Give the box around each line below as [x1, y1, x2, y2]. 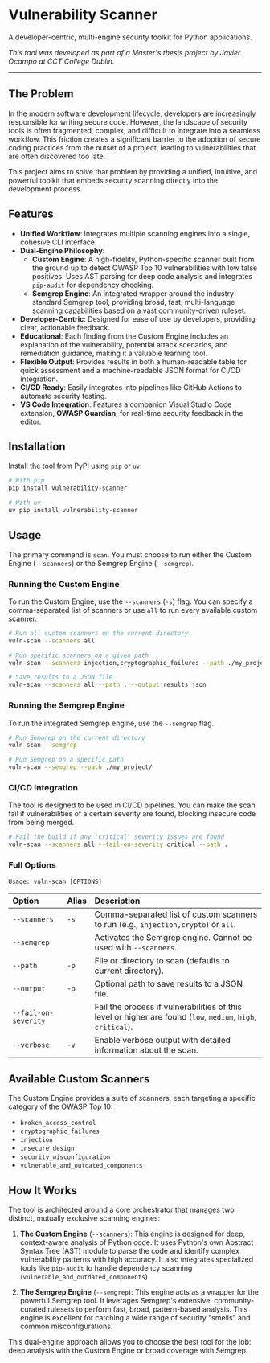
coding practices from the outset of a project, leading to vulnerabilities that [8, 142, 256, 152]
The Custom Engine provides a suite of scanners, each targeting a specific [8, 1094, 256, 1103]
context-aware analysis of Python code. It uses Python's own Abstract [19, 1238, 254, 1247]
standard [31, 297, 62, 306]
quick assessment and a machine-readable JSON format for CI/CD [19, 365, 241, 375]
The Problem [8, 87, 74, 101]
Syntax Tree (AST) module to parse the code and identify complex [19, 1246, 239, 1255]
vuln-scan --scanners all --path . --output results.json [8, 681, 207, 689]
